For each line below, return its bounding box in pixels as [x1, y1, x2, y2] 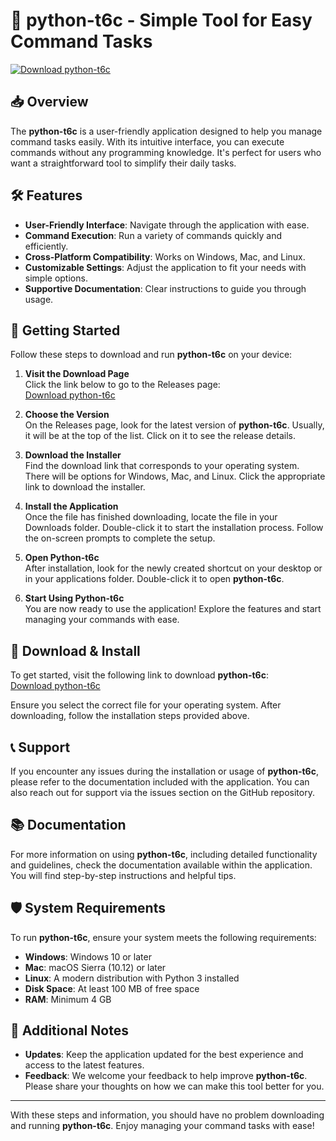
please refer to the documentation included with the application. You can [10, 776, 310, 788]
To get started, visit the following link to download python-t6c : [10, 669, 269, 681]
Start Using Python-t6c [24, 592, 125, 604]
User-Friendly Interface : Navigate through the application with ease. [24, 219, 310, 231]
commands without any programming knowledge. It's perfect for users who [10, 146, 322, 158]
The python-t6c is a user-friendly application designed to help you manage [10, 125, 323, 137]
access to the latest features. [24, 1059, 145, 1071]
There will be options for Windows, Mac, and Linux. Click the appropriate [24, 470, 326, 483]
